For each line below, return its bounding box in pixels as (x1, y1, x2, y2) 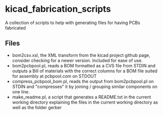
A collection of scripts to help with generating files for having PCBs (5, 20, 140, 26)
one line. (12, 88, 30, 94)
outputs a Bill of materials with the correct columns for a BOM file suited (12, 68, 158, 74)
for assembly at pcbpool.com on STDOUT (12, 73, 97, 79)
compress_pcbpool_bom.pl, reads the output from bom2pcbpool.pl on (12, 78, 154, 84)
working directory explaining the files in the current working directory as (12, 99, 158, 105)
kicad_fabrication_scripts (5, 3, 111, 15)
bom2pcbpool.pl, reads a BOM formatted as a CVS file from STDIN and (12, 62, 156, 68)
